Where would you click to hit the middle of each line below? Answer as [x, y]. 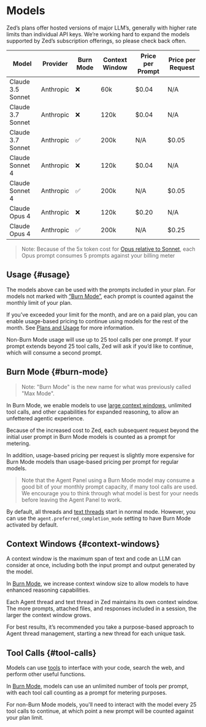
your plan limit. [25, 718]
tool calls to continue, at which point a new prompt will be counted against [100, 711]
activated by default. [32, 525]
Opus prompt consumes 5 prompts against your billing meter [98, 255]
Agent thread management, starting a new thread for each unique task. [96, 634]
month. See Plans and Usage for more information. [71, 328]
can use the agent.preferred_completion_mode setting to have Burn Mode [99, 518]
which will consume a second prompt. [54, 352]
